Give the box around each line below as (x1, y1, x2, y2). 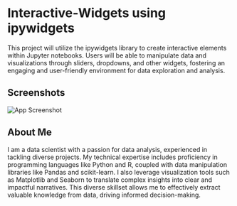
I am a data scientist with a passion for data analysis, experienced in (7, 145, 208, 153)
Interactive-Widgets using (7, 5, 166, 21)
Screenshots (7, 87, 65, 99)
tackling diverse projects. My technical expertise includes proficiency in (7, 153, 218, 161)
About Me (7, 126, 52, 139)
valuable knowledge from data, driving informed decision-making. (7, 190, 201, 199)
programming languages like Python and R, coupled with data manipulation (7, 160, 228, 168)
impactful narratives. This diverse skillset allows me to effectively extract (7, 183, 221, 191)
